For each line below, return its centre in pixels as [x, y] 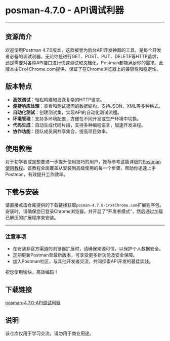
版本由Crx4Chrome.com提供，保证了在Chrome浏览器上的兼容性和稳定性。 [83, 69]
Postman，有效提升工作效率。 [37, 175]
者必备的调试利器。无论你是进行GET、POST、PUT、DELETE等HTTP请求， [83, 56]
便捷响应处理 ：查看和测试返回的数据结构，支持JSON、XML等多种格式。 [88, 106]
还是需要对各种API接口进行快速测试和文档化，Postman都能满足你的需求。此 [84, 62]
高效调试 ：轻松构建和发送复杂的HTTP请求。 [58, 100]
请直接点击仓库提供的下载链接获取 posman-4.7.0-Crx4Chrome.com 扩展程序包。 [85, 205]
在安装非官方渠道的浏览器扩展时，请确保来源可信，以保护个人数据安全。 [88, 249]
